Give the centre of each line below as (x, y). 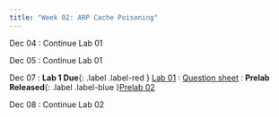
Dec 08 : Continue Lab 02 (57, 104)
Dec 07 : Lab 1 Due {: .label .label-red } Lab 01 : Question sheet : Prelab (139, 78)
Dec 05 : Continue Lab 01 (56, 60)
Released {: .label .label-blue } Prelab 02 (82, 87)
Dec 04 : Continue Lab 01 (56, 43)
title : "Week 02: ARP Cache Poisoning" (84, 17)
